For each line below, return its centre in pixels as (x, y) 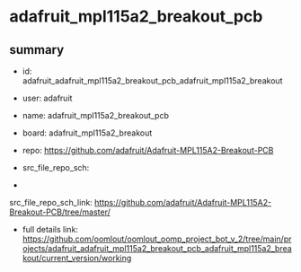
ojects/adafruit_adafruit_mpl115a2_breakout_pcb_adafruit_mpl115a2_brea (157, 248)
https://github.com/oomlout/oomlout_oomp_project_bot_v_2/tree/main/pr (157, 239)
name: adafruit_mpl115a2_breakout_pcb (95, 115)
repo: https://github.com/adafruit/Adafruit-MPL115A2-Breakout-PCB (148, 150)
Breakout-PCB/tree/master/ (60, 212)
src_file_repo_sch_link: (51, 202)
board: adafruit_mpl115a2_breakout (87, 133)
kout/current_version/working (77, 258)
